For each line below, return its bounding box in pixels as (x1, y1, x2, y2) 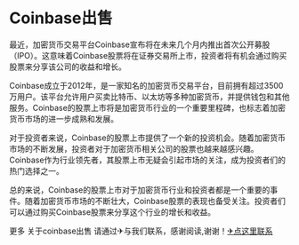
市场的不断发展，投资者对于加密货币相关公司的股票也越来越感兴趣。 (9, 143, 259, 154)
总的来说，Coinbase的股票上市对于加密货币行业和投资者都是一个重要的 (9, 184, 271, 195)
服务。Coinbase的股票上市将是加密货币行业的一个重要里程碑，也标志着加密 (9, 102, 287, 113)
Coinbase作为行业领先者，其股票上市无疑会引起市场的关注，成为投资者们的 (9, 154, 287, 165)
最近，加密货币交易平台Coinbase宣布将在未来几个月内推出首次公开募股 (9, 39, 271, 50)
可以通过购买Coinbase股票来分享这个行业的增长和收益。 (9, 206, 216, 217)
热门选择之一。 (9, 165, 64, 176)
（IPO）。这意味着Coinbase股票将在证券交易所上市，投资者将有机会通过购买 (9, 50, 287, 60)
